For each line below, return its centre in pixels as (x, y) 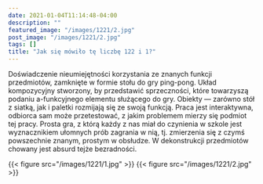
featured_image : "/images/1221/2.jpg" (71, 30)
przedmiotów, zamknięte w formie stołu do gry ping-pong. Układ (113, 82)
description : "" (35, 23)
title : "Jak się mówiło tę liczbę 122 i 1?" (82, 52)
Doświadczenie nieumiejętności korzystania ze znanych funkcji (110, 74)
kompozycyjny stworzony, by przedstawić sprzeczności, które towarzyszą (128, 90)
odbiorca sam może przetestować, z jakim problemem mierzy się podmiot (128, 115)
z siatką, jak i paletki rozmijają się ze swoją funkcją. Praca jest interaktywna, (131, 107)
